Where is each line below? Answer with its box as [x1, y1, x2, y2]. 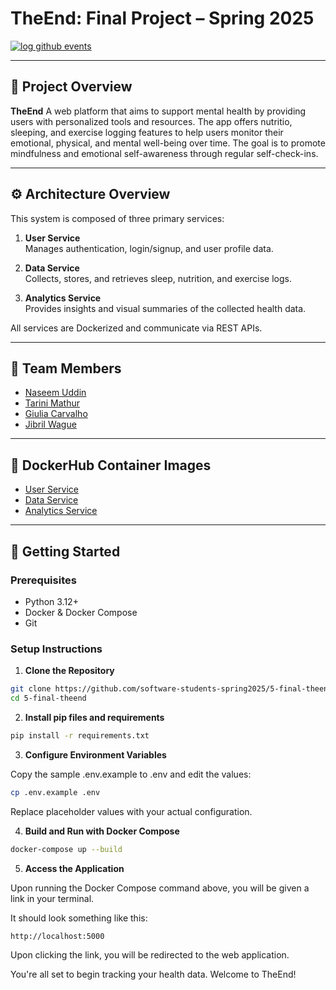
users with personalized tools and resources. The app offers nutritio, [10, 115, 293, 127]
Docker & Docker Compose [24, 606, 138, 618]
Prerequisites [10, 573, 77, 587]
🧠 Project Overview [10, 78, 133, 96]
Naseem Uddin [24, 387, 87, 399]
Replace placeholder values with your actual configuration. [10, 805, 253, 817]
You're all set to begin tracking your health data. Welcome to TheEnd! [10, 968, 297, 981]
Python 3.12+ [24, 595, 79, 607]
